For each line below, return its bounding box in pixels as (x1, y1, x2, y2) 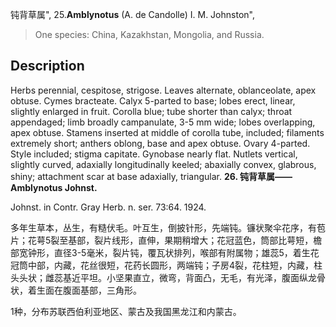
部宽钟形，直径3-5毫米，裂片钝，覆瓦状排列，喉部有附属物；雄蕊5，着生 (10, 246, 311, 258)
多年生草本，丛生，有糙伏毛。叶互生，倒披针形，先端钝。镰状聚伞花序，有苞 (10, 221, 326, 233)
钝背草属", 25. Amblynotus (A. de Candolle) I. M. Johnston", (10, 9, 255, 20)
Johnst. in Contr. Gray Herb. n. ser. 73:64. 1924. (10, 201, 207, 213)
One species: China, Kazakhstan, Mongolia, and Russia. (34, 29, 265, 40)
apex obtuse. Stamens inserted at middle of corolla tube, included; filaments (10, 126, 325, 138)
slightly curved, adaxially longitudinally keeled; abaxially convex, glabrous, (10, 158, 317, 170)
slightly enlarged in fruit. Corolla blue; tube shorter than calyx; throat (10, 105, 293, 117)
